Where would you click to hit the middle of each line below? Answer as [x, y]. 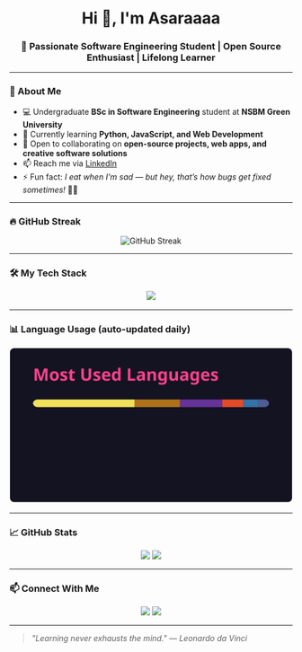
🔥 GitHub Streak [45, 221]
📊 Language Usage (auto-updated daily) [100, 330]
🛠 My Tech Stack [48, 273]
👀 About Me [36, 92]
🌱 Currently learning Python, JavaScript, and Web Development [142, 134]
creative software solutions [75, 153]
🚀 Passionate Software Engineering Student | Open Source [151, 47]
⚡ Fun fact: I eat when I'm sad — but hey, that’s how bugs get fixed [147, 176]
